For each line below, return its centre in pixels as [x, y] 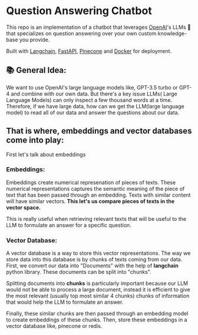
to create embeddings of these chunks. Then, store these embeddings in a [97, 320]
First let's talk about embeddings [46, 154]
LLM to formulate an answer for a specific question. [69, 225]
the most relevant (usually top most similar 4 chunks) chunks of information [98, 296]
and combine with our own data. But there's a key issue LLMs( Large [94, 94]
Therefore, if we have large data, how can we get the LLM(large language [95, 106]
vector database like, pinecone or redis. [54, 326]
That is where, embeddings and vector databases [99, 131]
